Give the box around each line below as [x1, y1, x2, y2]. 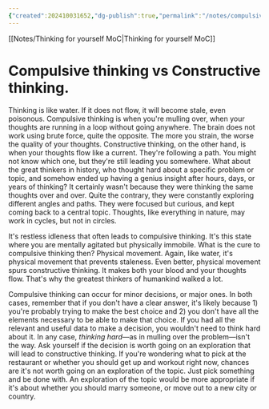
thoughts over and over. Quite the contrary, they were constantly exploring [8, 190, 255, 200]
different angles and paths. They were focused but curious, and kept [8, 198, 235, 208]
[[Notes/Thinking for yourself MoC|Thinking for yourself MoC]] [8, 34, 216, 43]
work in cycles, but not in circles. [8, 215, 118, 225]
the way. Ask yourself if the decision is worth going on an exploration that [8, 340, 251, 350]
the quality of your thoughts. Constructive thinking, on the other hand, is [8, 139, 247, 149]
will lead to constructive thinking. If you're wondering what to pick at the [8, 349, 247, 359]
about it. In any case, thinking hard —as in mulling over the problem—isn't [8, 331, 251, 341]
